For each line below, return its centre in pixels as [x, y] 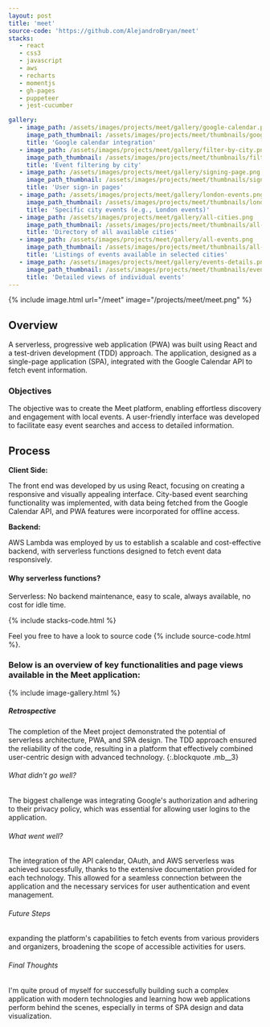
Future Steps [29, 913]
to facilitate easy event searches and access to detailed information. [121, 425]
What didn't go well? [42, 775]
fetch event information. [48, 370]
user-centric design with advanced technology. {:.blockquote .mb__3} [124, 757]
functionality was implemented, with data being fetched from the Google [128, 503]
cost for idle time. [37, 605]
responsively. [31, 560]
